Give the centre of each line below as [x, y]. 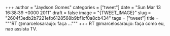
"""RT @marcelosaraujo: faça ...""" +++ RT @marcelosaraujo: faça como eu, [85, 23]
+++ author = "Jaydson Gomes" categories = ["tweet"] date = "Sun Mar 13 [83, 7]
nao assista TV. [21, 29]
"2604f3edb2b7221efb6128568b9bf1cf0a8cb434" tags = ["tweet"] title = [82, 18]
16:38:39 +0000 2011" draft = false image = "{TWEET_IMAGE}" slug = [78, 13]
